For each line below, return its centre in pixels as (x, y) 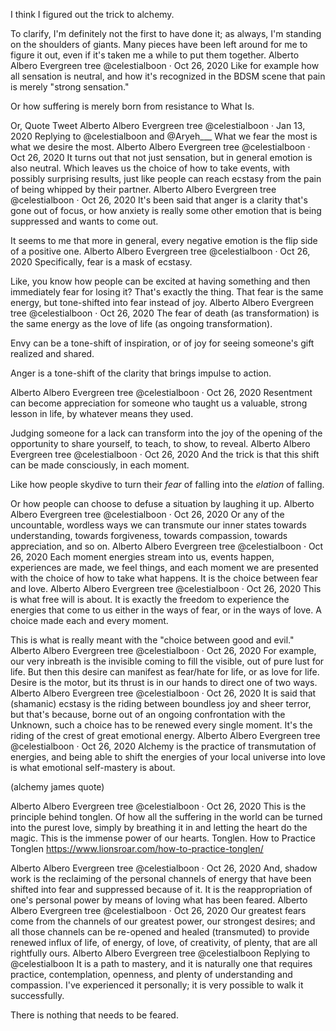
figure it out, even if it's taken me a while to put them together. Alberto (155, 55)
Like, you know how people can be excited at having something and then (160, 281)
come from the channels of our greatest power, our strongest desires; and (163, 921)
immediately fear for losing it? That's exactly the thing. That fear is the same (167, 292)
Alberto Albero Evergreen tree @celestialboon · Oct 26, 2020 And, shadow (164, 868)
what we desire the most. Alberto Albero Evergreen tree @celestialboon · (160, 147)
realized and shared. (52, 353)
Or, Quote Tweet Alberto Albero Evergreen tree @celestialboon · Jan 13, (158, 125)
